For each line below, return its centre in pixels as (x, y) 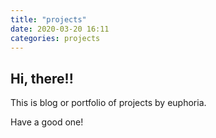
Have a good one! (47, 122)
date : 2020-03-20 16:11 (60, 29)
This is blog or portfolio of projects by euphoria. (108, 103)
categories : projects (55, 38)
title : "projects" (48, 19)
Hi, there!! (42, 78)
